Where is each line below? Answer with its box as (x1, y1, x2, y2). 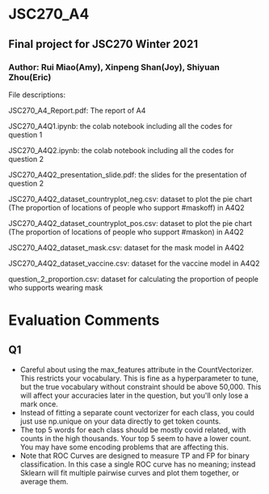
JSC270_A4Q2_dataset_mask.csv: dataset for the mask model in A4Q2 (8, 242, 245, 252)
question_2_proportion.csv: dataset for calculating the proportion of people (8, 274, 259, 283)
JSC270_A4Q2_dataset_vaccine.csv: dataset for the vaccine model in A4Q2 (8, 258, 260, 268)
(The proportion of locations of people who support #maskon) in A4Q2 (8, 227, 244, 236)
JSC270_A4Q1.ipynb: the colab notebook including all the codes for (8, 121, 233, 130)
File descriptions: (8, 90, 66, 100)
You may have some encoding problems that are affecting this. (19, 442, 229, 452)
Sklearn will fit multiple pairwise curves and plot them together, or (19, 467, 240, 478)
